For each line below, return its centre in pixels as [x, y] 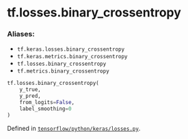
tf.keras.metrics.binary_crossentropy [72, 57]
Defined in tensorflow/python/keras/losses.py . [74, 128]
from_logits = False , [47, 103]
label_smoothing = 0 [45, 109]
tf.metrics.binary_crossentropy [63, 71]
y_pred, [30, 96]
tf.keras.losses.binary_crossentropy [71, 49]
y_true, [30, 90]
